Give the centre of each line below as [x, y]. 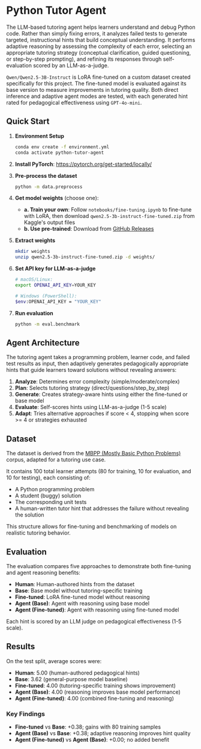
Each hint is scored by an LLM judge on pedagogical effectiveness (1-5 [94, 621]
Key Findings [25, 714]
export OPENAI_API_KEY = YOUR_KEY [55, 285]
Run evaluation [34, 313]
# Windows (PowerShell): [46, 296]
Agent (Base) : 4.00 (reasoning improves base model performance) [98, 692]
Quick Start [28, 122]
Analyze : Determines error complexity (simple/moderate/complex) [97, 381]
